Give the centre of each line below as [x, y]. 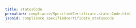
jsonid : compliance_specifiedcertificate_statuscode [59, 18]
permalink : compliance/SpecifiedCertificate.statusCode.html [68, 14]
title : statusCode [24, 9]
